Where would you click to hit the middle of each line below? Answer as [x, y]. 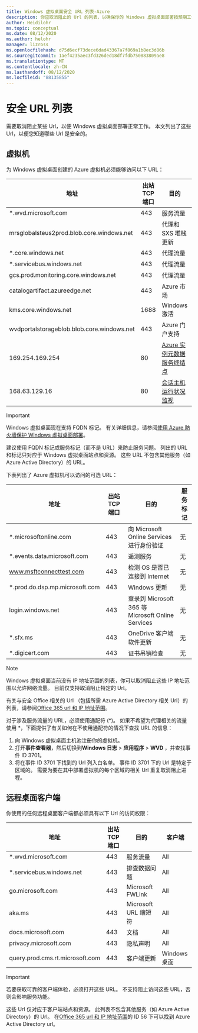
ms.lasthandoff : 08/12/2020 [41, 72]
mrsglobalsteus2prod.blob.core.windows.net [71, 233]
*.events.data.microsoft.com [49, 556]
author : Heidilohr [29, 22]
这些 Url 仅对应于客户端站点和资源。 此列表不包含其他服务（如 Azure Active [98, 1009]
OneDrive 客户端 [151, 633]
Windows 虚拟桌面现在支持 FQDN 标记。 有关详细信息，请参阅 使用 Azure [95, 427]
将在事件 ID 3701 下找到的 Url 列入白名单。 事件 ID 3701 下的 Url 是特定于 [103, 762]
